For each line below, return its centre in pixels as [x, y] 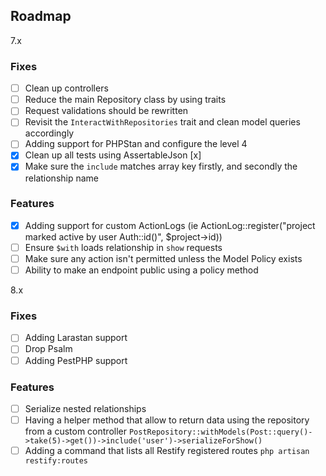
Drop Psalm [48, 349]
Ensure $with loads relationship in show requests [123, 247]
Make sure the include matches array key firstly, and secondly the [161, 166]
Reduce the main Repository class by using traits [125, 100]
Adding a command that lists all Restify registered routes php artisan [167, 450]
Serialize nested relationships [85, 408]
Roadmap [41, 16]
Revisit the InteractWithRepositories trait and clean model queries [162, 122]
